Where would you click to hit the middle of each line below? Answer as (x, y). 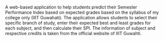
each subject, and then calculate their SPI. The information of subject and (80, 28)
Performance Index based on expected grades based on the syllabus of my (82, 12)
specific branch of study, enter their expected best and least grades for (78, 23)
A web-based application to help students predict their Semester (71, 7)
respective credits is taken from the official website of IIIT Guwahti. (74, 33)
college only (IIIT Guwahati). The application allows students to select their (81, 18)
